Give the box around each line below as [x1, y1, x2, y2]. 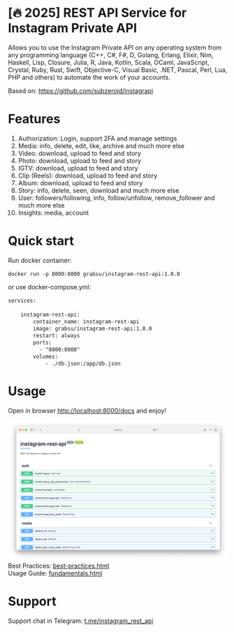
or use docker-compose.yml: [8, 282, 92, 291]
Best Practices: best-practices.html [8, 561, 110, 570]
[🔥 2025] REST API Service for [8, 5, 187, 21]
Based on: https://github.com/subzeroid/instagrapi [8, 86, 154, 95]
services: [8, 297, 37, 304]
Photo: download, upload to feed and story [17, 156, 142, 165]
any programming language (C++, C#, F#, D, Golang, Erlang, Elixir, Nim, [8, 50, 214, 59]
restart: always [33, 332, 80, 339]
